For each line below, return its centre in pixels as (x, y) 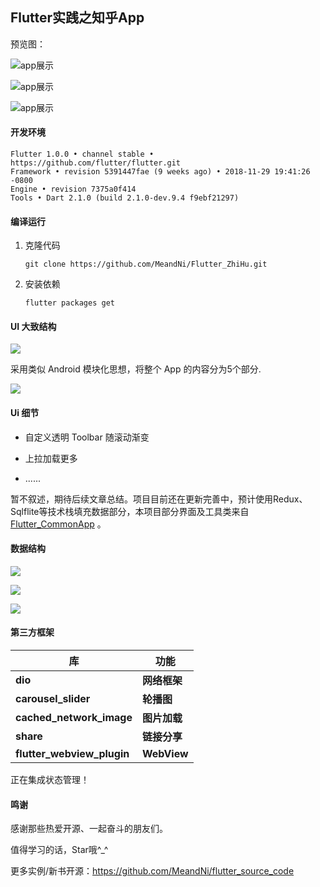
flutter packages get (69, 303)
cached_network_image (74, 718)
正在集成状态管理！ (50, 780)
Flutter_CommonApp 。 (58, 524)
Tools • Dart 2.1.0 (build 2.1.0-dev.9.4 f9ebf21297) (125, 198)
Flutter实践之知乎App (77, 18)
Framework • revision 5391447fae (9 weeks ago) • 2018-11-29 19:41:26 (160, 172)
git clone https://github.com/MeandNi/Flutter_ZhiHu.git (146, 264)
